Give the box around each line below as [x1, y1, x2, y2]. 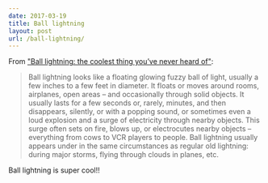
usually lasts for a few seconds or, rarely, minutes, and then [27, 98, 226, 108]
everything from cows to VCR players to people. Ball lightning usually [27, 133, 258, 143]
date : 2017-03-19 [8, 11, 67, 20]
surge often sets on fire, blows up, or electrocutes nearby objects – [27, 124, 252, 134]
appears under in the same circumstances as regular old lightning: [27, 141, 249, 151]
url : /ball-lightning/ [8, 34, 85, 43]
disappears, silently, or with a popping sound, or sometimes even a [27, 107, 252, 117]
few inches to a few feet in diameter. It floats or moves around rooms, [27, 81, 260, 91]
